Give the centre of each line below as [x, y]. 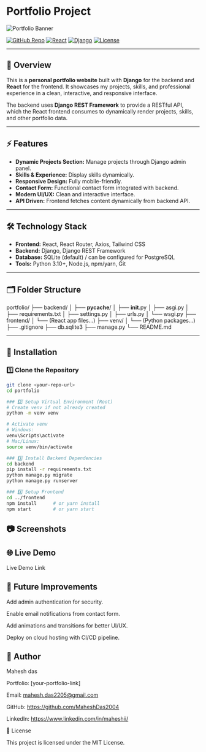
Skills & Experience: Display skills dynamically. [75, 175]
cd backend [20, 464]
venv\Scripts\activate [35, 435]
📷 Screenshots [36, 529]
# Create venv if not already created [56, 407]
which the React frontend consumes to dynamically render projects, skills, [100, 111]
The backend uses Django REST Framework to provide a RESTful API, [95, 105]
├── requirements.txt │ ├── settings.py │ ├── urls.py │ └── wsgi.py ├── [101, 314]
